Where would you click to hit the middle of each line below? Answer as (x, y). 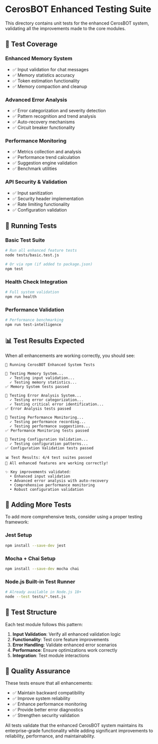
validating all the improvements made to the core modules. (65, 28)
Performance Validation (35, 309)
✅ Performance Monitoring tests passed (47, 430)
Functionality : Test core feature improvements (60, 639)
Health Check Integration (36, 282)
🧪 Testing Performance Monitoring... (44, 417)
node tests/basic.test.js (32, 255)
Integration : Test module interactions (51, 655)
